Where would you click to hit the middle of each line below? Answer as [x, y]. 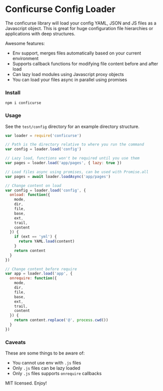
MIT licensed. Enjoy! [26, 383]
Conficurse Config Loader [60, 9]
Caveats [15, 342]
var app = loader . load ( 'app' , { [39, 273]
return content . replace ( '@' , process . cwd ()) [61, 320]
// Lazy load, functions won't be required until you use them [72, 158]
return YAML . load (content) [46, 241]
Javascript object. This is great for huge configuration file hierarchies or [79, 28]
